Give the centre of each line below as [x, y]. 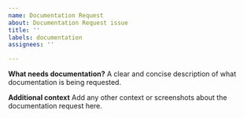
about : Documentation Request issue [68, 23]
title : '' [24, 30]
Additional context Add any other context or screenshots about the [118, 98]
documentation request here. [55, 106]
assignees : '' [31, 45]
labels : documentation [45, 37]
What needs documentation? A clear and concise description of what [122, 74]
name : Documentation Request [56, 15]
